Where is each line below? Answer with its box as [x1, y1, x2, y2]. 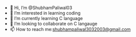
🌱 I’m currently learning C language [9, 15, 83, 21]
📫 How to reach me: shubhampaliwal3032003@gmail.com [9, 26, 131, 32]
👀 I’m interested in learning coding [9, 10, 81, 16]
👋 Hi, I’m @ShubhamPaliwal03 [9, 5, 72, 10]
